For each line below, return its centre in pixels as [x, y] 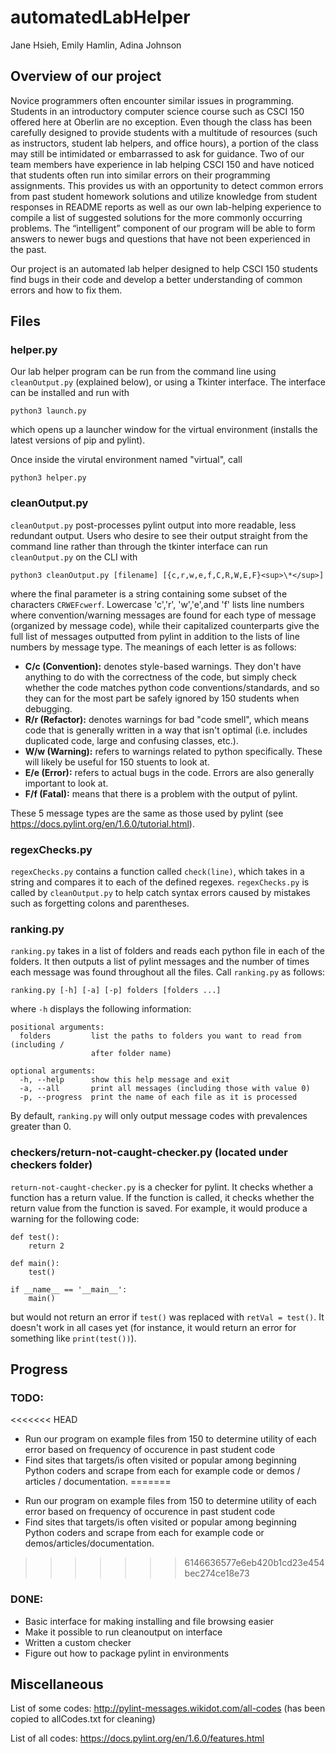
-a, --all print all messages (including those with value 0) [165, 1089]
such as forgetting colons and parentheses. [100, 903]
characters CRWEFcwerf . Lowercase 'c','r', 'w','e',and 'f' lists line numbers [157, 604]
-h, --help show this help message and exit [124, 1080]
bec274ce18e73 [217, 1573]
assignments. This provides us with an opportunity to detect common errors [167, 185]
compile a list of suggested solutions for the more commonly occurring [156, 217]
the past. [28, 249]
